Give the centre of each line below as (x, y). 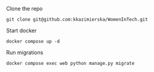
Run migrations (25, 52)
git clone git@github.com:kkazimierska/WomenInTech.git (77, 20)
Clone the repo (24, 9)
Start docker (21, 30)
